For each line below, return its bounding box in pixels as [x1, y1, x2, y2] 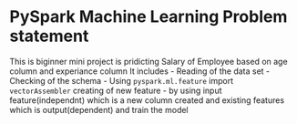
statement [9, 26, 89, 46]
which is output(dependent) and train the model [9, 104, 189, 115]
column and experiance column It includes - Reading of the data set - [9, 66, 271, 77]
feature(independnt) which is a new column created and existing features [9, 94, 285, 106]
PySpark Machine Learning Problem [9, 6, 288, 27]
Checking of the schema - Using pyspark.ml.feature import [9, 75, 234, 86]
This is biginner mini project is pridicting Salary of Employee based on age [9, 56, 289, 67]
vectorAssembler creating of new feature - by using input [9, 85, 222, 96]
